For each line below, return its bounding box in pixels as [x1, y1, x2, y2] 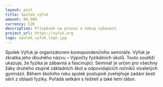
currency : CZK [5, 21, 35, 27]
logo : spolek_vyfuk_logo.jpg [5, 36, 67, 41]
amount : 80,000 [5, 17, 37, 22]
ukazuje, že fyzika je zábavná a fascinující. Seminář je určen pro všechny [5, 60, 158, 66]
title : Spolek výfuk [5, 12, 49, 17]
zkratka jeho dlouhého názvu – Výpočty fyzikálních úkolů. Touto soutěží [5, 54, 155, 60]
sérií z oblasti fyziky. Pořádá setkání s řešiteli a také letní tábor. [5, 76, 136, 82]
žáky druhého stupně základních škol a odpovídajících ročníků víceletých [5, 65, 158, 71]
